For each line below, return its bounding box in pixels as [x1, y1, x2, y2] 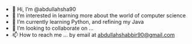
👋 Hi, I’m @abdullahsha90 [11, 6, 76, 12]
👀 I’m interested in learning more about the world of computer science [11, 12, 186, 19]
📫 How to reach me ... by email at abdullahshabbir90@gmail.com [11, 32, 175, 38]
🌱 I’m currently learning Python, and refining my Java [11, 18, 144, 25]
